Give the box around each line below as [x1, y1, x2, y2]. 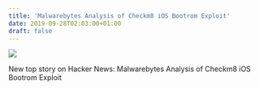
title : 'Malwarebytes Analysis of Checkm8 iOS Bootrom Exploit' [8, 11, 231, 20]
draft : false [8, 27, 53, 35]
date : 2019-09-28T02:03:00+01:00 [8, 19, 122, 28]
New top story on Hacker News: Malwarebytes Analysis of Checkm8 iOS [8, 64, 252, 74]
